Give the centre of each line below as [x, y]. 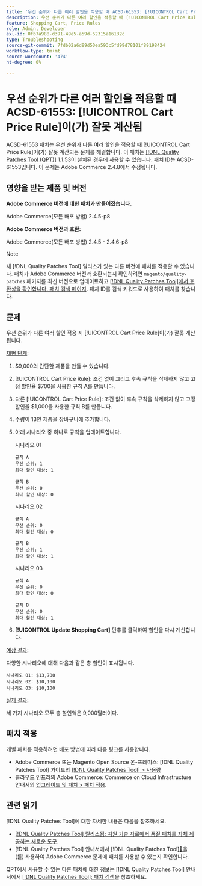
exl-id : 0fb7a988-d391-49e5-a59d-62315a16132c [66, 34]
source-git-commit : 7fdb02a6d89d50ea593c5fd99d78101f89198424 [86, 46]
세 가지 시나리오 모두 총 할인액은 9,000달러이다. [62, 713]
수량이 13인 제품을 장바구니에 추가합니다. [63, 419]
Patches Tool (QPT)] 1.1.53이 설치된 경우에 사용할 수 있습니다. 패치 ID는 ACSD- [100, 159]
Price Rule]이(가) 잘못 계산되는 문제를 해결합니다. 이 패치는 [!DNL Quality [93, 152]
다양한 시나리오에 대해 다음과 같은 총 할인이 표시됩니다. [70, 663]
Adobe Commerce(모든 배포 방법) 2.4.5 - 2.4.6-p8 [67, 242]
